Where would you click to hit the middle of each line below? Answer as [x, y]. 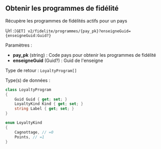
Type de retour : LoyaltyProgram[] [41, 70]
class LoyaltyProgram [28, 90]
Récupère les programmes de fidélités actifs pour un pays [66, 20]
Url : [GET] [16, 31]
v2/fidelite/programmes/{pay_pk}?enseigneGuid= [79, 31]
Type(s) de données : [28, 80]
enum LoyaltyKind [24, 123]
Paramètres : [19, 45]
